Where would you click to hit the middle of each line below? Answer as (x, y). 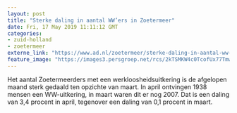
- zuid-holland (30, 40)
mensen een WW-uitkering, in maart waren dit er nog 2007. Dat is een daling (119, 94)
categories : (25, 33)
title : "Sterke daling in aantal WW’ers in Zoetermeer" (91, 20)
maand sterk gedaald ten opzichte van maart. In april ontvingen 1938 (107, 87)
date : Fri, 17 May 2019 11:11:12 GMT (63, 27)
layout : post (26, 14)
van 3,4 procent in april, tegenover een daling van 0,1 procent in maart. (110, 102)
